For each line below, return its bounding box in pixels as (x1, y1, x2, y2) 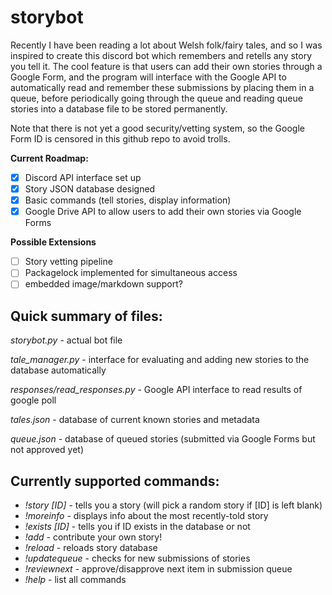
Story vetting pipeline (24, 256, 113, 268)
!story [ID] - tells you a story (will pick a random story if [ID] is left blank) (24, 499, 323, 511)
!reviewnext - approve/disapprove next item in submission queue (24, 563, 293, 575)
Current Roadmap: (10, 152, 89, 164)
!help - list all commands (24, 574, 127, 585)
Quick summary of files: (10, 307, 163, 325)
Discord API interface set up (24, 171, 142, 183)
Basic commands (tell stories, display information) (24, 194, 232, 206)
